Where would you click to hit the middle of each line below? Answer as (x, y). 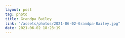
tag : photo (16, 14)
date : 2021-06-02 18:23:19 (33, 28)
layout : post (19, 10)
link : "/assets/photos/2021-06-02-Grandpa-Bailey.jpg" (63, 23)
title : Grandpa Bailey (28, 19)
